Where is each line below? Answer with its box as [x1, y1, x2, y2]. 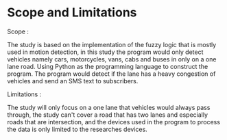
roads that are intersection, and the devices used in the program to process [7, 117, 221, 126]
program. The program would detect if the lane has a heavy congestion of [7, 70, 216, 78]
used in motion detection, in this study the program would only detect [7, 48, 204, 56]
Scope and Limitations [7, 5, 137, 20]
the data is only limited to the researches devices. [7, 125, 147, 133]
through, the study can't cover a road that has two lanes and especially [7, 111, 208, 119]
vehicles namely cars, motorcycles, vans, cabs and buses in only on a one [7, 55, 217, 63]
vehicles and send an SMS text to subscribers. [7, 76, 139, 85]
